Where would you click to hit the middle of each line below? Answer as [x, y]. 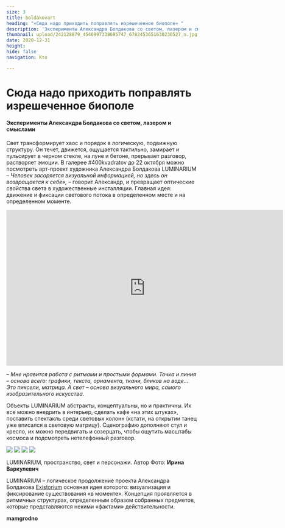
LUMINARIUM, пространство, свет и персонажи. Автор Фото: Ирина [95, 462]
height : [16, 46]
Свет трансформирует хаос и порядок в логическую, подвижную [92, 143]
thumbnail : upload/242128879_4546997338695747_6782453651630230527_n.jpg [102, 35]
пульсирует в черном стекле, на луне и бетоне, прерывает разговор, [97, 156]
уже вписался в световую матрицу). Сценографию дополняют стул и [97, 425]
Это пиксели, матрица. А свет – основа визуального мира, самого [94, 387]
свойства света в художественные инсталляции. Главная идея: [89, 188]
